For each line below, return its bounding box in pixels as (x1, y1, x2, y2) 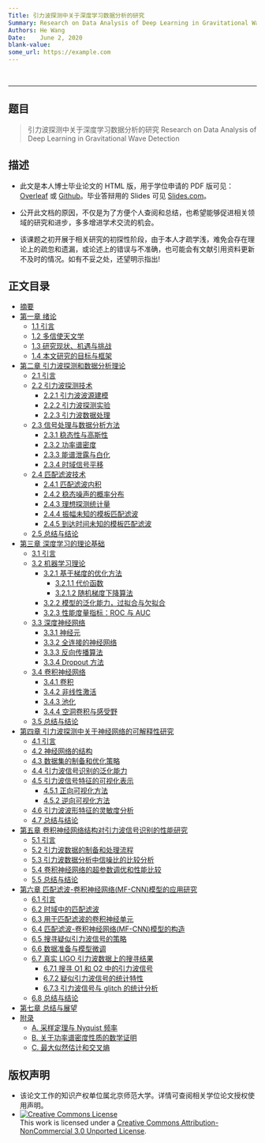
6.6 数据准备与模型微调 (31, 944, 106, 953)
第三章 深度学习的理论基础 (19, 539, 105, 549)
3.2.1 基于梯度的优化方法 (43, 568, 122, 578)
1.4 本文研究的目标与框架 (31, 351, 113, 360)
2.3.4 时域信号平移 (43, 460, 104, 470)
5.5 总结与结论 (31, 875, 79, 885)
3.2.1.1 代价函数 (54, 579, 104, 588)
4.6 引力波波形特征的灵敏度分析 (31, 805, 134, 815)
